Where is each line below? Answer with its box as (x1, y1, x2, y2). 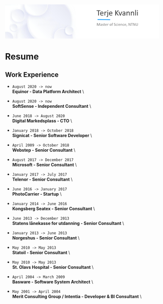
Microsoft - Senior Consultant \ (12, 162, 77, 167)
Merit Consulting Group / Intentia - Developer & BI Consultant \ (12, 294, 142, 299)
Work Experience (5, 70, 59, 79)
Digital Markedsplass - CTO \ (12, 118, 72, 123)
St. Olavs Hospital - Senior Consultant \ (12, 264, 94, 270)
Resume (5, 51, 39, 62)
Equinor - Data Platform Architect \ (12, 89, 84, 94)
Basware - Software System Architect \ (12, 279, 94, 284)
